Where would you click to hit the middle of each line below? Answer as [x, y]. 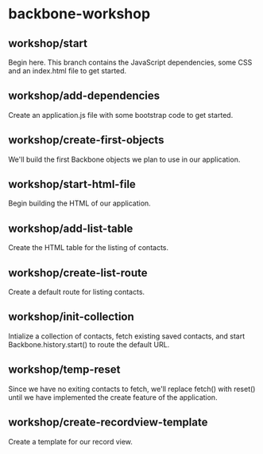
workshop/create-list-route [78, 273]
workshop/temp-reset [64, 370]
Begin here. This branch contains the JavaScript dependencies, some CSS [130, 62]
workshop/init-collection [72, 317]
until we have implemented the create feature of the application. [113, 397]
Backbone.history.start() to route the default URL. [89, 344]
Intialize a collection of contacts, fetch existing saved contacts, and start [126, 336]
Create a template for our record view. [71, 441]
